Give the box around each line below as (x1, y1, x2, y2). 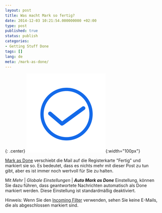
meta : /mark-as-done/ (5, 59, 49, 64)
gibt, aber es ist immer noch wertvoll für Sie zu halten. (5, 168, 114, 174)
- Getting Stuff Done (5, 44, 49, 49)
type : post (5, 23, 27, 28)
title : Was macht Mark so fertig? (5, 13, 75, 18)
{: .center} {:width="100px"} (5, 148, 141, 154)
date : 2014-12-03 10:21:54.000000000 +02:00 (5, 18, 97, 23)
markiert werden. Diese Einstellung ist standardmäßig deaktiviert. (5, 188, 136, 194)
